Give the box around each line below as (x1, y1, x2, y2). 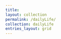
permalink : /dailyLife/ (5, 17, 56, 22)
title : (5, 7, 19, 13)
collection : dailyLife (5, 21, 54, 27)
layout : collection (5, 12, 47, 17)
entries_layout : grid (5, 26, 52, 31)
